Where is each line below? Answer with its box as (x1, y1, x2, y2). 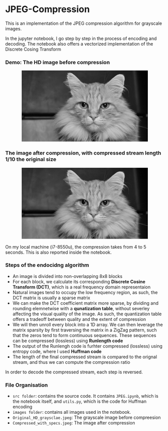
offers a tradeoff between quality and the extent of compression (12, 316, 146, 322)
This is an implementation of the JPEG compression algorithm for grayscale (5, 20, 162, 26)
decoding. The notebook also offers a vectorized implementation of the (5, 40, 153, 46)
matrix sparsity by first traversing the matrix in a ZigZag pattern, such (12, 327, 157, 333)
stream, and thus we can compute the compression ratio (12, 359, 130, 365)
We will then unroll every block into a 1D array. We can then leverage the (12, 321, 163, 327)
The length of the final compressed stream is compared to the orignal (12, 354, 157, 360)
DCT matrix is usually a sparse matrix (12, 295, 91, 301)
